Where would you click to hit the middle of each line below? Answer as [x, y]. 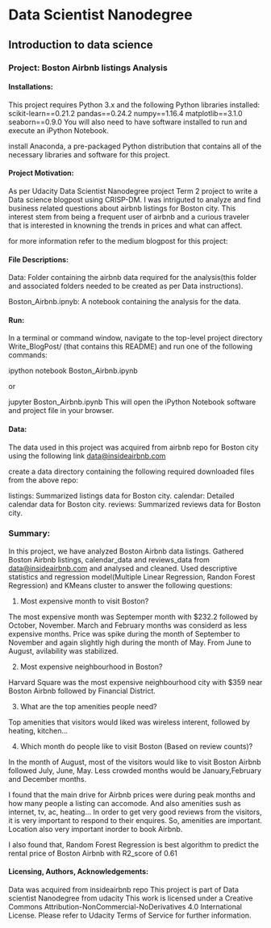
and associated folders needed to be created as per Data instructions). [126, 286]
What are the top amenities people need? [88, 706]
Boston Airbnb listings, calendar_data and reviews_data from [109, 559]
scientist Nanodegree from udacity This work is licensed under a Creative [131, 898]
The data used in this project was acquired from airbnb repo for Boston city [133, 447]
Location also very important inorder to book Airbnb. [96, 829]
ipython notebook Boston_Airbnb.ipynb [73, 371]
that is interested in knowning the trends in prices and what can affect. [125, 225]
